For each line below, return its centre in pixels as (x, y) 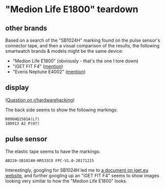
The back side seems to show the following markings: (61, 110)
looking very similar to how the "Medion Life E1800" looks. (66, 181)
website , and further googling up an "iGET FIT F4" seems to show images (82, 175)
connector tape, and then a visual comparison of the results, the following (82, 46)
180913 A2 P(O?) (22, 123)
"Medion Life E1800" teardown (72, 9)
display (17, 88)
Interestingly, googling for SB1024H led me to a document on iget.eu (77, 170)
